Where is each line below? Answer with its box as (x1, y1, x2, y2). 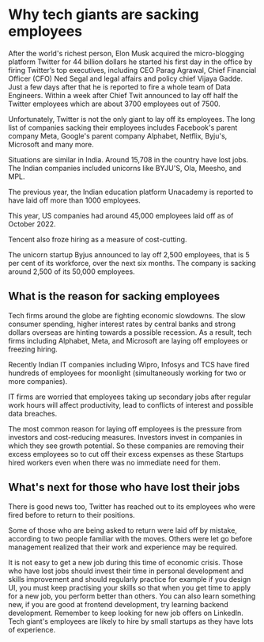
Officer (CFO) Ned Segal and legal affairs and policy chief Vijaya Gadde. (8, 74, 243, 83)
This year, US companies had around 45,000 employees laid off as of (8, 211, 234, 220)
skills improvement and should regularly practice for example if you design (8, 574, 251, 583)
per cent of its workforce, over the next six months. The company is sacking (8, 258, 257, 268)
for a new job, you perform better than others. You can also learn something (8, 591, 256, 601)
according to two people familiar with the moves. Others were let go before (8, 534, 253, 543)
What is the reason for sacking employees (8, 290, 221, 303)
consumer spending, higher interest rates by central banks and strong (8, 319, 236, 329)
